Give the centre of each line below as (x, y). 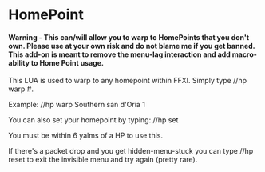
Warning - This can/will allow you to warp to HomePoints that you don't (129, 37)
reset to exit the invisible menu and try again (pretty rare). (103, 160)
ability (19, 62)
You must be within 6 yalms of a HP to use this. (86, 136)
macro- (245, 54)
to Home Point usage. (67, 62)
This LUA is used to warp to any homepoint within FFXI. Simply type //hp (128, 81)
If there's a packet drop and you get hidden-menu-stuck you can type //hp (131, 151)
